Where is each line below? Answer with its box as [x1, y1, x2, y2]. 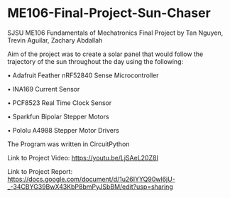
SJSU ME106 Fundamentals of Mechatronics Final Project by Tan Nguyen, [7, 28, 224, 37]
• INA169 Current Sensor [7, 84, 80, 93]
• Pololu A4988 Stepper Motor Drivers [7, 126, 119, 134]
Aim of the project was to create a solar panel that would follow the [7, 50, 204, 58]
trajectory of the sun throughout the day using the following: [7, 57, 183, 65]
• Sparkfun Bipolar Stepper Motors [7, 112, 109, 121]
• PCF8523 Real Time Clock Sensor [7, 98, 112, 107]
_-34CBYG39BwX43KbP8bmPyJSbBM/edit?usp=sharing [7, 182, 174, 191]
